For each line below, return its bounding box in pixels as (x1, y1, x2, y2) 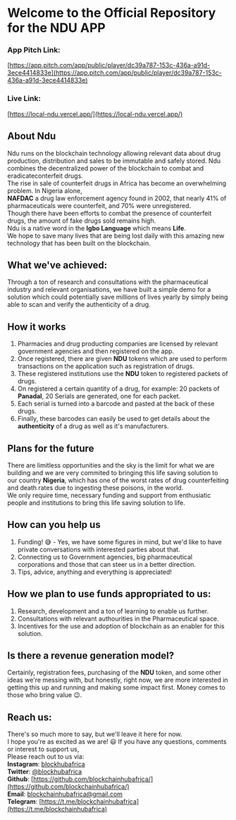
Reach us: (7, 711, 52, 723)
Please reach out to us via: (7, 752, 85, 761)
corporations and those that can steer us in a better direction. (17, 560, 196, 568)
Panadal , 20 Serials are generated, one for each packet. (17, 392, 181, 400)
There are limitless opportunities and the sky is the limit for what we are (7, 461, 215, 470)
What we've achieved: (7, 259, 108, 271)
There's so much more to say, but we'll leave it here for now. (7, 730, 182, 738)
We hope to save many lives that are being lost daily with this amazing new (7, 231, 225, 240)
